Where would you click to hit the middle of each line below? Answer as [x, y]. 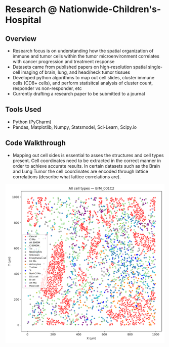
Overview [21, 39]
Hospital [23, 20]
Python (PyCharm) [32, 122]
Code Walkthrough [35, 143]
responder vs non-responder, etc [47, 88]
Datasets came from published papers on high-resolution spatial [80, 67]
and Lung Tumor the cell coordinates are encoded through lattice [80, 171]
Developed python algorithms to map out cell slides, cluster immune [83, 78]
